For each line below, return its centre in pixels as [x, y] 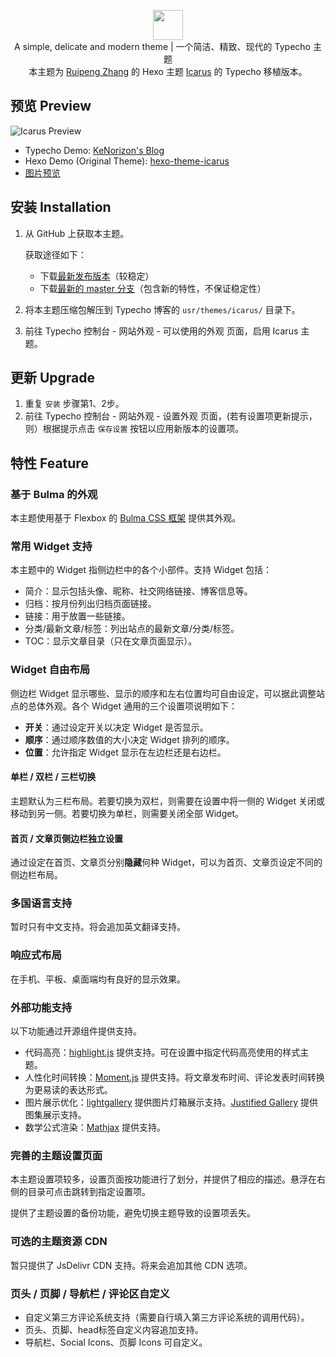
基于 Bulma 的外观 [54, 494]
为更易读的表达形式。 [68, 1090]
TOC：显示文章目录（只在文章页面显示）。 [111, 641]
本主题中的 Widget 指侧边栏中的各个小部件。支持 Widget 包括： [141, 570]
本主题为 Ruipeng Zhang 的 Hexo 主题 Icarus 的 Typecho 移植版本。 [168, 71]
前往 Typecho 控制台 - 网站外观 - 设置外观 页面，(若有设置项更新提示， [171, 416]
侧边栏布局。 [36, 875]
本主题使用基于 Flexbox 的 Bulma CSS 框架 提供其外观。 [126, 518]
